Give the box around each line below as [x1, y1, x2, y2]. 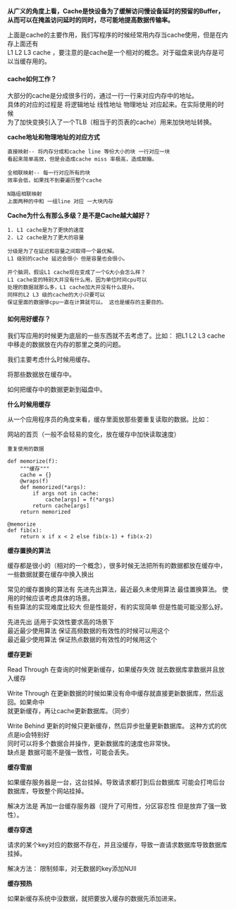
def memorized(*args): [20, 484, 87, 491]
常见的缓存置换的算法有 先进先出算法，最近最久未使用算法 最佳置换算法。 [7, 585, 221, 594]
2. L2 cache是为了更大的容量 [7, 234, 85, 242]
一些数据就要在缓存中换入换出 [7, 570, 94, 579]
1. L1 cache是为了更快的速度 [7, 227, 85, 234]
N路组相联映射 [7, 190, 42, 198]
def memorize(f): [7, 458, 58, 465]
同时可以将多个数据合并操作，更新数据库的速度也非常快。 [7, 739, 174, 748]
